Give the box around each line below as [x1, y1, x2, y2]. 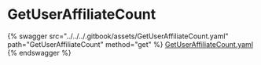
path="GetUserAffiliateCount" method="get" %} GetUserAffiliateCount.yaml [7, 39, 253, 49]
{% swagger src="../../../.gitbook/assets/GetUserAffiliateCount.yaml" [7, 31, 229, 41]
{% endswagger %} [7, 48, 72, 57]
